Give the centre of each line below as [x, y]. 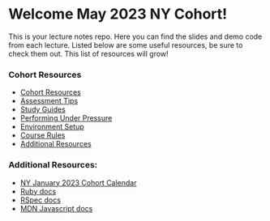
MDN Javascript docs [56, 208]
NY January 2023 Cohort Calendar [78, 182]
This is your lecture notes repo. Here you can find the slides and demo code [135, 36]
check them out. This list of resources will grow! [88, 53]
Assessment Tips [49, 101]
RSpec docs [40, 200]
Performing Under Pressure [66, 118]
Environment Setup [52, 127]
